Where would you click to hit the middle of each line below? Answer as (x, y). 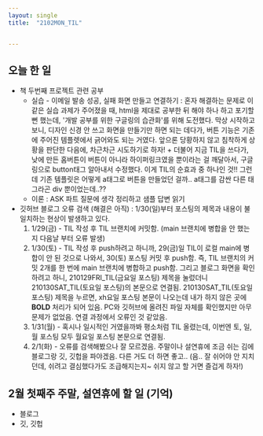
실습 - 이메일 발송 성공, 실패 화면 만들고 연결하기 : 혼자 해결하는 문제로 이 (142, 101)
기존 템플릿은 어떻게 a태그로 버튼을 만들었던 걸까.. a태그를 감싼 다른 (143, 179)
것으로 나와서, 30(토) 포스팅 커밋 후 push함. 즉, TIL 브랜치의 (154, 258)
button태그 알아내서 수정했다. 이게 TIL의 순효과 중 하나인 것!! (145, 169)
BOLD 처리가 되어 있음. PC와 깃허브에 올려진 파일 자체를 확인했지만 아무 (142, 307)
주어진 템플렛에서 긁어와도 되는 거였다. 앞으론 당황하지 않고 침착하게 (143, 140)
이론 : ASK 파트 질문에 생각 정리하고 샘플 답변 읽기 (108, 199)
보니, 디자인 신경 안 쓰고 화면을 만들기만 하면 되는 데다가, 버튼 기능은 (136, 130)
